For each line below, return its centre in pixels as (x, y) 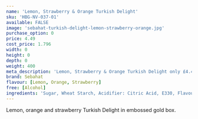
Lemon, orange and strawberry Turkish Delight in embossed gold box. (91, 110)
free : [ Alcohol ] (26, 88)
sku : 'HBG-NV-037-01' (33, 17)
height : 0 (18, 55)
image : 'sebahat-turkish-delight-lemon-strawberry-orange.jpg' (85, 28)
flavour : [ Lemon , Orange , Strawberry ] (54, 83)
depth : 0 (17, 60)
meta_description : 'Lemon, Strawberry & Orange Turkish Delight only (93, 72)
